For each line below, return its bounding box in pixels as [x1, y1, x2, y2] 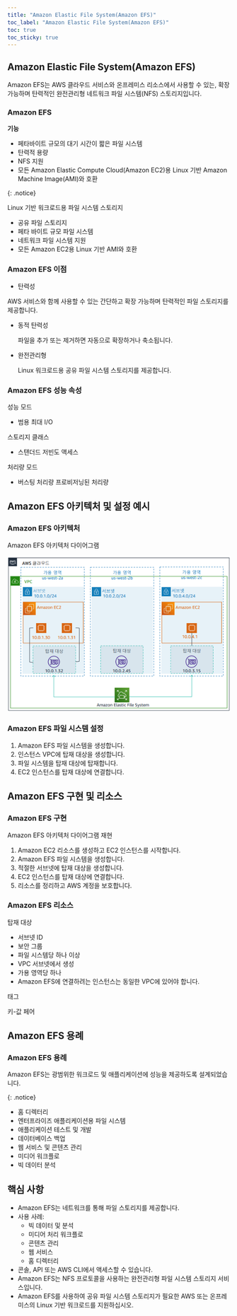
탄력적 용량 [17, 149, 49, 157]
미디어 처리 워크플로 [28, 1230, 83, 1239]
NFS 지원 [17, 157, 44, 165]
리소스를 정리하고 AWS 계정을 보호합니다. [17, 881, 132, 890]
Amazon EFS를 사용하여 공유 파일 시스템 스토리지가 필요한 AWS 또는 [17, 1292, 209, 1300]
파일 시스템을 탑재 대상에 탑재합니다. [17, 759, 118, 767]
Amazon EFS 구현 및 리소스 [7, 791, 122, 803]
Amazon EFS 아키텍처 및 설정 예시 [7, 501, 151, 513]
